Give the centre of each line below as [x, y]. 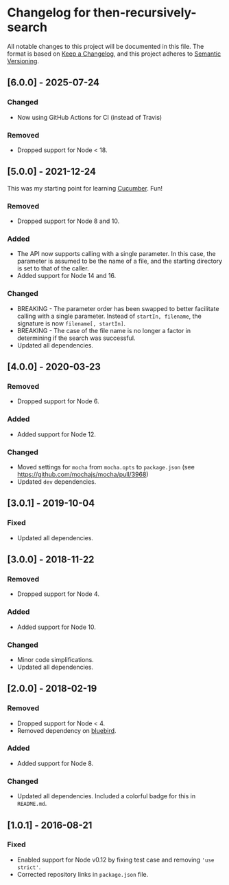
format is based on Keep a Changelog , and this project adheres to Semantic [114, 54]
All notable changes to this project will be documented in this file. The [106, 46]
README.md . [32, 804]
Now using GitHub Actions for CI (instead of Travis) [89, 117]
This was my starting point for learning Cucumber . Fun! [85, 188]
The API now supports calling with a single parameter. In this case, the [116, 254]
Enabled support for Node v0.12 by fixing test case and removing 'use [116, 860]
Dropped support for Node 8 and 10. [68, 221]
